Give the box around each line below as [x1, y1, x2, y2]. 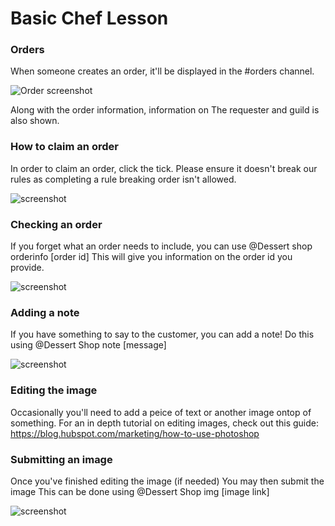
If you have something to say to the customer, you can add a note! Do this [10, 328, 315, 341]
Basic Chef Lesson [10, 7, 169, 30]
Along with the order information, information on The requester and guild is [10, 104, 320, 116]
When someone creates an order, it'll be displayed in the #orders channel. [10, 65, 315, 77]
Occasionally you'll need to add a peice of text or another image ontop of [10, 406, 312, 418]
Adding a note [10, 306, 80, 319]
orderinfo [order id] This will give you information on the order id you [10, 251, 293, 263]
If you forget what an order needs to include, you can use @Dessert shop [10, 240, 313, 252]
